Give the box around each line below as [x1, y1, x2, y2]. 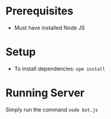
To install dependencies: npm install [14, 65, 106, 72]
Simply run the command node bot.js [5, 106, 98, 113]
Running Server [5, 86, 85, 100]
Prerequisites [5, 4, 74, 18]
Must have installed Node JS [14, 24, 85, 31]
